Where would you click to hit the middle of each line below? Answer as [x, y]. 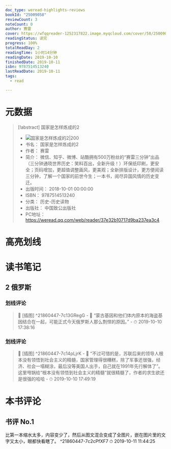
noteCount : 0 [19, 24]
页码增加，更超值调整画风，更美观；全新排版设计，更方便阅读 [99, 170]
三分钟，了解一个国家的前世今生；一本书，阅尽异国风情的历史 [90, 176]
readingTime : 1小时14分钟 [31, 52]
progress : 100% [21, 43]
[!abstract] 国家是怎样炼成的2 [49, 127]
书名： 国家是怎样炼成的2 [52, 144]
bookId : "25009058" [26, 15]
